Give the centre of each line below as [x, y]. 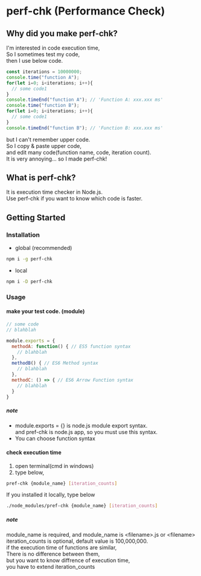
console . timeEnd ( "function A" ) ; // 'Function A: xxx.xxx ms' [85, 100]
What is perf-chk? [41, 178]
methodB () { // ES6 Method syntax [55, 363]
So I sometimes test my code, [43, 54]
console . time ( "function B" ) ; [43, 106]
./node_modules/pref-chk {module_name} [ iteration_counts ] [82, 506]
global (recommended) [43, 248]
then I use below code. [35, 61]
